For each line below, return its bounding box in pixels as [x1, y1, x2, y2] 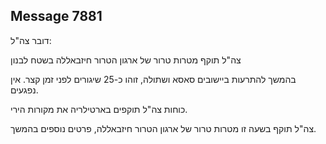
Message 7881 [10, 8, 103, 25]
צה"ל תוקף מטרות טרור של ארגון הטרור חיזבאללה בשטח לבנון [10, 54, 242, 66]
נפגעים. [10, 84, 39, 96]
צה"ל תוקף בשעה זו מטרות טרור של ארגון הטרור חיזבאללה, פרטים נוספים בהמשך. [10, 122, 317, 134]
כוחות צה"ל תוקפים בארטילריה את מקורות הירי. [10, 103, 188, 115]
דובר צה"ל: [10, 34, 52, 46]
